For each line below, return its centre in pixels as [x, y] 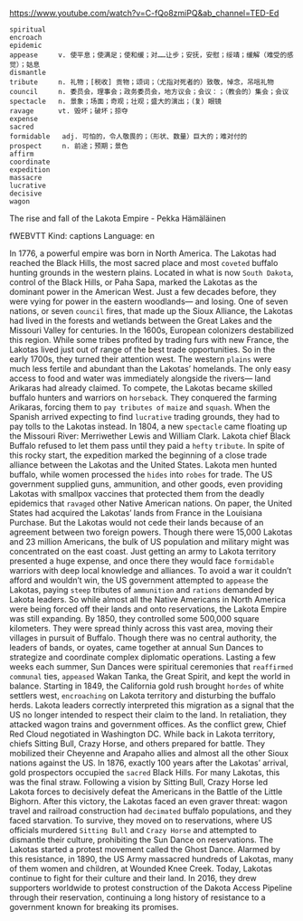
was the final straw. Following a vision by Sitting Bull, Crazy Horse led [139, 782]
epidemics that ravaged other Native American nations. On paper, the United [151, 503]
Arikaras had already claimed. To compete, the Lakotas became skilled [141, 388]
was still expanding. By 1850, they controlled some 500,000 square [134, 618]
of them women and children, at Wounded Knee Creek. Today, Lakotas [141, 869]
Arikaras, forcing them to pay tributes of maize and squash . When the [140, 407]
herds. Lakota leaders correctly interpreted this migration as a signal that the [152, 705]
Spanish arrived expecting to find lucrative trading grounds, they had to [145, 417]
